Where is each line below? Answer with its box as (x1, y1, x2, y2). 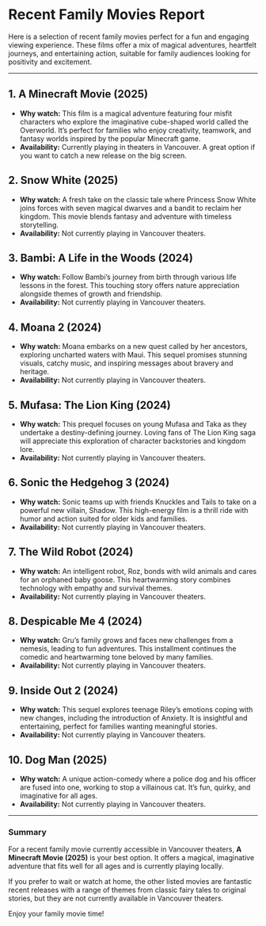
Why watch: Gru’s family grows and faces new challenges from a (19, 636, 234, 645)
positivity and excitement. (8, 57, 93, 67)
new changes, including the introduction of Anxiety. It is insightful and (19, 714, 248, 723)
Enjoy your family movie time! (8, 909, 104, 919)
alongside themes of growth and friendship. (19, 289, 163, 299)
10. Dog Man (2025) (8, 753, 108, 767)
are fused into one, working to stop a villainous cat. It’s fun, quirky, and (19, 783, 251, 792)
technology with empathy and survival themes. (19, 583, 173, 592)
